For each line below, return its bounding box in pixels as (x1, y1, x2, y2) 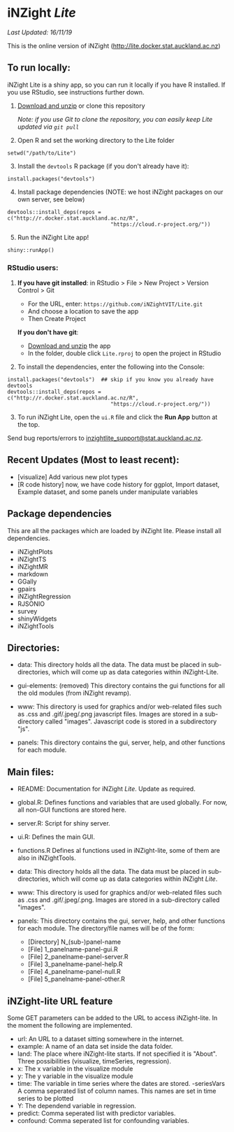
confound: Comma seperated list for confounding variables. (17, 1117, 190, 1125)
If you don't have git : (17, 328, 79, 337)
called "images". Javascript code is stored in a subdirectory (45, 717, 217, 726)
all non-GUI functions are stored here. (17, 806, 127, 814)
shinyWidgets (17, 614, 57, 623)
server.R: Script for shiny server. (17, 819, 110, 828)
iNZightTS (17, 555, 47, 563)
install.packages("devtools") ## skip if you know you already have (7, 376, 214, 383)
